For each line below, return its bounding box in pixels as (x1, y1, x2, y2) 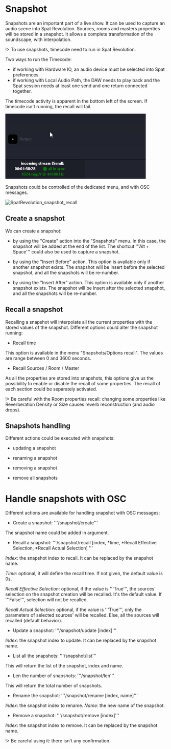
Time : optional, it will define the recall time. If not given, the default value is (5, 570, 163, 577)
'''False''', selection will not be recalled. (5, 597, 88, 603)
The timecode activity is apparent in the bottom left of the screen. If (5, 98, 148, 104)
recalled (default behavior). (5, 618, 63, 624)
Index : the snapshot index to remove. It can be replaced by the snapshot (5, 722, 158, 728)
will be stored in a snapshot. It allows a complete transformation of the (5, 31, 153, 37)
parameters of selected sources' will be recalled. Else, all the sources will (5, 612, 159, 618)
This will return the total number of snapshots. (5, 683, 103, 689)
